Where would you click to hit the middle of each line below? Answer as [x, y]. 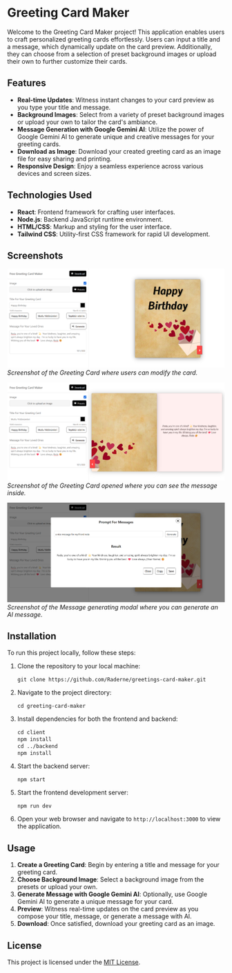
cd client [31, 733]
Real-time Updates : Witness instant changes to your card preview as [116, 100]
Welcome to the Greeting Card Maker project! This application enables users [116, 32]
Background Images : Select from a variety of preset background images [120, 114]
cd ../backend [37, 747]
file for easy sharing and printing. [64, 159]
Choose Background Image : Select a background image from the [110, 880]
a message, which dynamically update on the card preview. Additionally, [110, 46]
